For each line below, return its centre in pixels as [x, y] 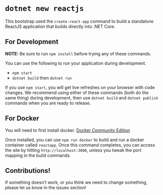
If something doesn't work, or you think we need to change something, [76, 182]
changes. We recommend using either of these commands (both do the [77, 93]
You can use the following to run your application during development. [76, 63]
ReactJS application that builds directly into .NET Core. [60, 26]
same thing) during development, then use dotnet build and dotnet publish [82, 97]
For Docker [22, 118]
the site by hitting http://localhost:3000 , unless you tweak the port [73, 150]
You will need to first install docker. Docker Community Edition [68, 130]
